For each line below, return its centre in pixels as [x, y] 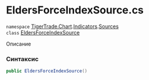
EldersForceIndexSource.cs [75, 10]
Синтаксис [22, 59]
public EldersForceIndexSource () [47, 71]
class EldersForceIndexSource [43, 32]
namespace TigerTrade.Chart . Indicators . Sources [62, 26]
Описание [18, 44]
